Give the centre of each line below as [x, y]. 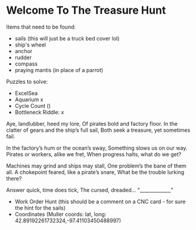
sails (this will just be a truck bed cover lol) [67, 38]
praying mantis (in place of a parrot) [59, 70]
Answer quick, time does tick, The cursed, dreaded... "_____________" [90, 190]
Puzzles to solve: [27, 82]
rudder [23, 57]
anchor [24, 51]
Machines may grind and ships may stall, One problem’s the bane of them [96, 166]
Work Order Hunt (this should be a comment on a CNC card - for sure [100, 201]
